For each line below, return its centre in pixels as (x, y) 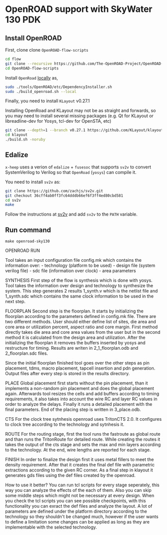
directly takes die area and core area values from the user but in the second (83, 332)
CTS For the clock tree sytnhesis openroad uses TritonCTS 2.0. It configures (83, 419)
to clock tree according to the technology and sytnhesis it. (65, 424)
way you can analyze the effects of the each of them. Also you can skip (78, 490)
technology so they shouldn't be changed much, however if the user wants (82, 517)
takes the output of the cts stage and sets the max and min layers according (83, 445)
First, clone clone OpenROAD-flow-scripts (47, 50)
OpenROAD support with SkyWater (79, 9)
